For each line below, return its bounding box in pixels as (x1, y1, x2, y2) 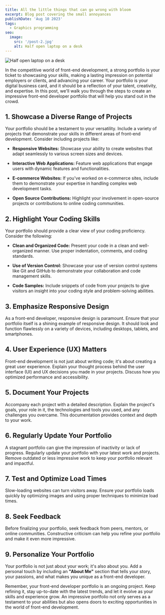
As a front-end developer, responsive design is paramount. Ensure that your (5, 315, 159, 321)
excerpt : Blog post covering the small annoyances (5, 12, 111, 17)
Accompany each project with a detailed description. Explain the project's (5, 401, 155, 407)
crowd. (5, 98, 19, 104)
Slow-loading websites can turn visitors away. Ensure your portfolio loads (5, 487, 154, 493)
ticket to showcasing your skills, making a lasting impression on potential (5, 72, 153, 78)
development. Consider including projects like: (5, 136, 99, 142)
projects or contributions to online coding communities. (12, 201, 125, 206)
